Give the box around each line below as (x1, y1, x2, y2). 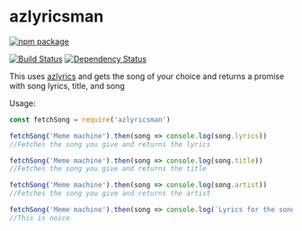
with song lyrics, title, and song (9, 80, 126, 91)
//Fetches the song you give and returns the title (9, 164, 207, 173)
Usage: (9, 97, 36, 109)
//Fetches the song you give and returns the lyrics (9, 139, 211, 149)
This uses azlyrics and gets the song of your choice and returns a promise (9, 70, 285, 82)
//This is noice (9, 213, 70, 222)
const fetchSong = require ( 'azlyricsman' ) (9, 115, 171, 124)
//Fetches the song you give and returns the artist (9, 189, 211, 199)
